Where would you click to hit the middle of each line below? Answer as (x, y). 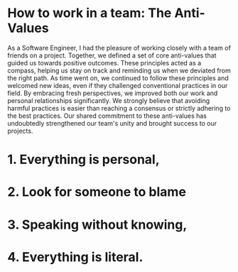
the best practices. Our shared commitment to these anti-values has (107, 116)
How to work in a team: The (90, 13)
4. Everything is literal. (75, 257)
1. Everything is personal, (83, 159)
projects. (20, 131)
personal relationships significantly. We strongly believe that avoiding (109, 100)
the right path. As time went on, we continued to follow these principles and (118, 78)
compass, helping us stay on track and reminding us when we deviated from (119, 70)
